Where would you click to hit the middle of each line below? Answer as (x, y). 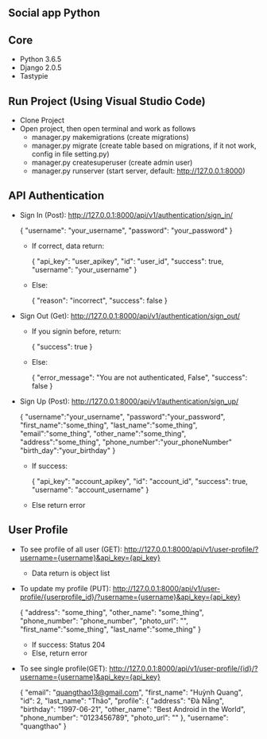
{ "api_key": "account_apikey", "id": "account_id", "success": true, (139, 481)
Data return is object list (71, 573)
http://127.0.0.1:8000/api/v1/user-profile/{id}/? (184, 668)
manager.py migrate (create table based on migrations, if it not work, (144, 145)
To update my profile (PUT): (65, 588)
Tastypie (34, 76)
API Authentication (56, 196)
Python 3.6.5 (41, 60)
